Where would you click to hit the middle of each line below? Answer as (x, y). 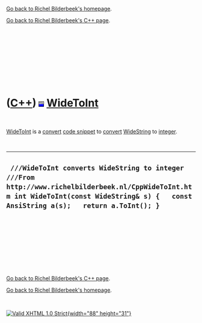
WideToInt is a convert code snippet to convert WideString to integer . (92, 131)
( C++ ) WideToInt (53, 103)
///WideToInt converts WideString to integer (97, 168)
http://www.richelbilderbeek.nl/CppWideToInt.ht (99, 187)
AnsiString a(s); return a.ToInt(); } (83, 206)
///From (20, 177)
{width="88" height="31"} (99, 313)
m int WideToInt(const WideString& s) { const (99, 196)
